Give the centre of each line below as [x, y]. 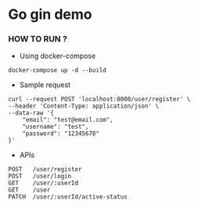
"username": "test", [56, 127]
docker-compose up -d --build [58, 71]
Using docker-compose [58, 56]
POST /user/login [40, 177]
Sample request [45, 85]
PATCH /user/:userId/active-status [68, 197]
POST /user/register [45, 170]
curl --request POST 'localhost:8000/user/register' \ [99, 100]
